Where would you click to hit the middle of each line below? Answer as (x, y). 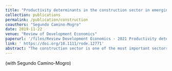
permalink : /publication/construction (47, 20)
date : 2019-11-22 (24, 29)
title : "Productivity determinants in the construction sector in (78, 10)
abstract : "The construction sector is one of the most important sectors (87, 48)
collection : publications (33, 15)
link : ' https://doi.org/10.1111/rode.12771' (55, 44)
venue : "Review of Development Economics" (51, 34)
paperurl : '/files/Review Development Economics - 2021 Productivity (81, 39)
